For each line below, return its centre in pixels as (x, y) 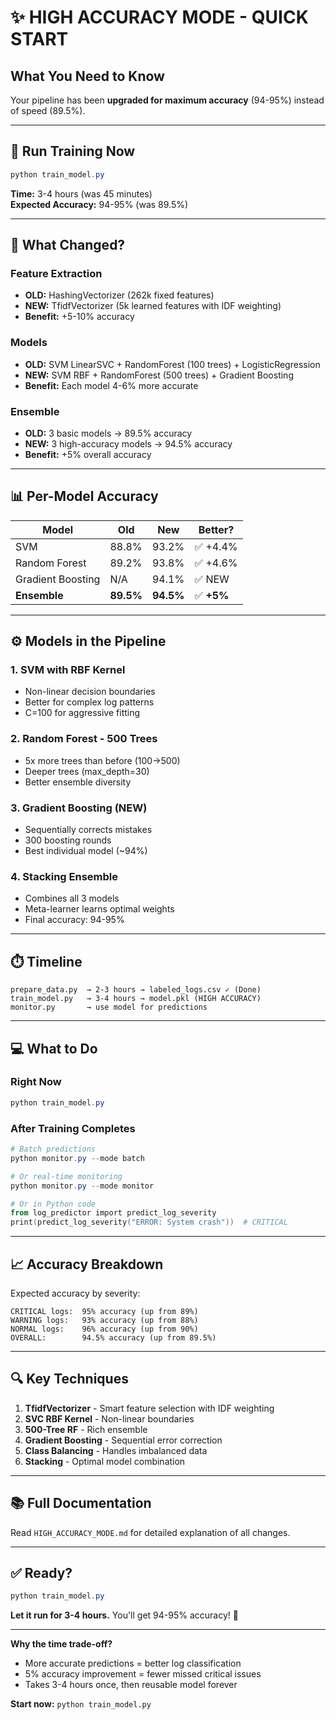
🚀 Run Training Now (73, 151)
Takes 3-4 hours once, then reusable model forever (131, 1685)
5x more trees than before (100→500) (102, 760)
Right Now (36, 1082)
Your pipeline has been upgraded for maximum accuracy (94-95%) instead (167, 100)
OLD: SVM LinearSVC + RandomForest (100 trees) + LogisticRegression (172, 364)
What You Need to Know (87, 76)
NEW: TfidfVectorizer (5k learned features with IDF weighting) (153, 306)
